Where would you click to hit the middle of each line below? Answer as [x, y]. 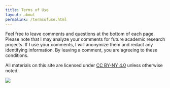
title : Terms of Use [27, 10]
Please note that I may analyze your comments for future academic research [85, 39]
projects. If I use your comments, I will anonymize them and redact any [79, 45]
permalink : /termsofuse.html [36, 19]
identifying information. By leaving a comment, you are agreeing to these [81, 50]
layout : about [20, 15]
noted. [12, 71]
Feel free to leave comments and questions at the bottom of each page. [80, 34]
